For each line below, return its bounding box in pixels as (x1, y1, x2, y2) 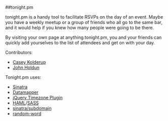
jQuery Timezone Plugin (12, 95, 63, 100)
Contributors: (5, 50, 33, 55)
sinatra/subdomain (12, 105, 52, 111)
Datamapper (12, 89, 39, 95)
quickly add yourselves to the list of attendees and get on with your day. (5, 40, 155, 46)
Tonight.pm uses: (5, 74, 41, 80)
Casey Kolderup (12, 59, 46, 65)
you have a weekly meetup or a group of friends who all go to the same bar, (5, 20, 163, 25)
